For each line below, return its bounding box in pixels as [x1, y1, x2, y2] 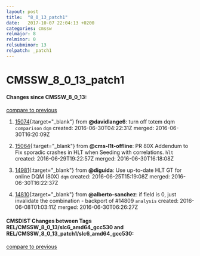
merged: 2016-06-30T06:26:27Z [57, 203, 139, 211]
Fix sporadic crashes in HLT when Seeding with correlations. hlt [14, 149, 174, 156]
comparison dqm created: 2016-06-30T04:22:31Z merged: [14, 125, 155, 132]
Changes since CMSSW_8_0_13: [6, 93, 87, 100]
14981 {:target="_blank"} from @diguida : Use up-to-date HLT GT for [14, 166, 182, 174]
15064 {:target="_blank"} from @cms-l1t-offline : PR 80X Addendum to [14, 143, 189, 150]
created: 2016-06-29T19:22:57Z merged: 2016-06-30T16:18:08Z [14, 155, 174, 162]
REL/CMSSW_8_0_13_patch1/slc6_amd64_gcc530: [6, 230, 134, 237]
